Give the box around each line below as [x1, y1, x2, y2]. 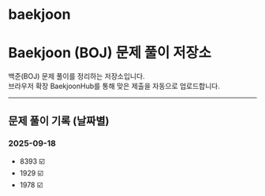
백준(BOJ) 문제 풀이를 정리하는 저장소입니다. [8, 72, 145, 81]
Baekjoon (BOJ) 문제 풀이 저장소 [8, 44, 211, 62]
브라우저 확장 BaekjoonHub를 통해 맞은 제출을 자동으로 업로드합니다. [8, 81, 221, 91]
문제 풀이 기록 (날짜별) [8, 114, 110, 128]
